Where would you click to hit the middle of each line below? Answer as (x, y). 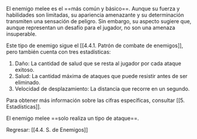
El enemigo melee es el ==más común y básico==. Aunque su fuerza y (93, 9)
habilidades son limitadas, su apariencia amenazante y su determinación (95, 15)
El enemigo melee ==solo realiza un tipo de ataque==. (73, 118)
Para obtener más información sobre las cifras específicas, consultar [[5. (96, 100)
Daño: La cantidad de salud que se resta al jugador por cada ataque (98, 63)
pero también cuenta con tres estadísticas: (59, 52)
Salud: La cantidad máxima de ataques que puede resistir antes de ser (101, 76)
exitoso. (24, 70)
